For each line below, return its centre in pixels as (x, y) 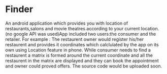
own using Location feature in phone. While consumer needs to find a (78, 50)
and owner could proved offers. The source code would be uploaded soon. (84, 66)
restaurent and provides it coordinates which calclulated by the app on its (82, 44)
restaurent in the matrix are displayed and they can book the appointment (82, 60)
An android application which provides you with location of (67, 23)
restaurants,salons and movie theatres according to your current (73, 28)
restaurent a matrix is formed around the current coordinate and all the (79, 55)
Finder (19, 9)
